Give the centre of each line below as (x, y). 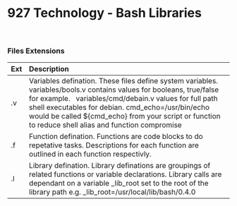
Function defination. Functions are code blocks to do (116, 137)
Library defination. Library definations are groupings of (120, 166)
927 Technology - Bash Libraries (105, 13)
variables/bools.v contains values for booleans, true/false (124, 90)
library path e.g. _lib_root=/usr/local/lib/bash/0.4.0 (113, 192)
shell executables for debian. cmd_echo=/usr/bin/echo (120, 107)
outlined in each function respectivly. (90, 154)
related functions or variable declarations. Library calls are (126, 174)
